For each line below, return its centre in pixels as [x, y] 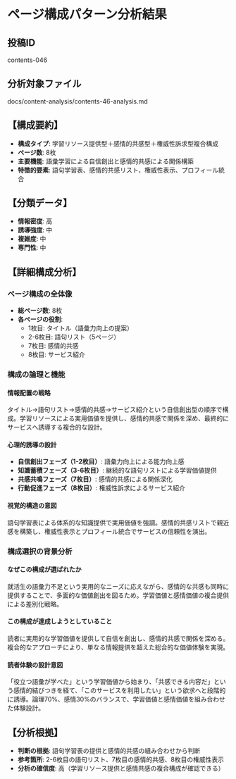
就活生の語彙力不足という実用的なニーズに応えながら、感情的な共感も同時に [118, 586]
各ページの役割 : [40, 319]
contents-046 [27, 60]
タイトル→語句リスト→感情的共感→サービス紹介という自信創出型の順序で [115, 410]
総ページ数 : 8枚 [40, 311]
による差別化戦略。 [35, 604]
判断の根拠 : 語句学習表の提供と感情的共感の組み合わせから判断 [109, 750]
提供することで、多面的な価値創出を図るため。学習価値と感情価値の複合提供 [118, 595]
